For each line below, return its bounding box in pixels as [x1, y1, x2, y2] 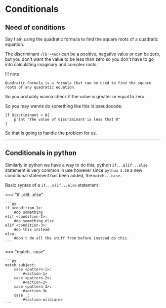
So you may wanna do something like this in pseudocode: [5, 103, 123, 109]
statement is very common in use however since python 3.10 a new [5, 167, 143, 173]
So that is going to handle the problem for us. [5, 130, 97, 136]
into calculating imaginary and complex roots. [5, 62, 98, 67]
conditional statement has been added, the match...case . [5, 172, 122, 178]
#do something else [14, 218, 54, 223]
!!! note [5, 71, 20, 77]
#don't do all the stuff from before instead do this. [14, 235, 129, 240]
